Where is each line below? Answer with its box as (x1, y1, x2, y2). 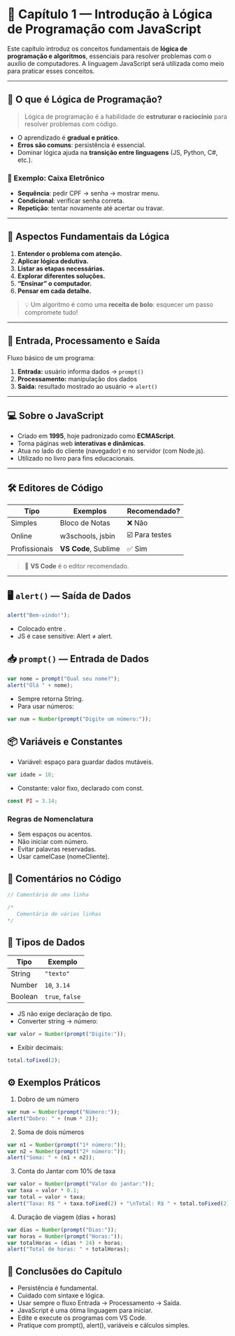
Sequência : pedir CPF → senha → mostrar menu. (17, 189, 159, 198)
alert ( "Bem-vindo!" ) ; (7, 612, 71, 619)
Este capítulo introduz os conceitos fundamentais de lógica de (7, 44, 187, 53)
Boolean (10, 992, 38, 1002)
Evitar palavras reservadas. (17, 845, 97, 854)
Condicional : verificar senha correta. (17, 196, 124, 205)
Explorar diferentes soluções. (17, 271, 106, 280)
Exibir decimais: (17, 1044, 64, 1052)
